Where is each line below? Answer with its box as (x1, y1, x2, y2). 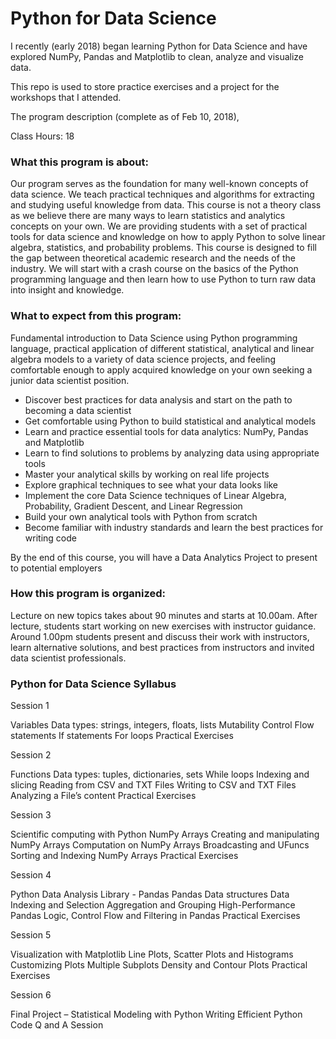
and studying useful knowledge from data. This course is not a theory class (10, 199, 322, 211)
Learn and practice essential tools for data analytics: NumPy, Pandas (24, 425, 309, 437)
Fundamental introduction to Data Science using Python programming (10, 332, 298, 344)
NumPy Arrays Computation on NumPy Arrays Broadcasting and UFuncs (10, 839, 310, 851)
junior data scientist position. (10, 374, 130, 386)
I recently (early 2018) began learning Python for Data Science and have (10, 40, 308, 52)
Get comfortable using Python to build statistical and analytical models (24, 415, 317, 427)
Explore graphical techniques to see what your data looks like (24, 478, 278, 491)
